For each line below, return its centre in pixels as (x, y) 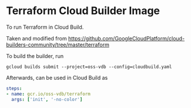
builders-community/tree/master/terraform (58, 45)
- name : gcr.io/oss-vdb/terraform (48, 94)
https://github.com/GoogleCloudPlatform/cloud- (126, 38)
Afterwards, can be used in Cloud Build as (57, 77)
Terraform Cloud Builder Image (83, 11)
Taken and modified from (36, 38)
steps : (14, 88)
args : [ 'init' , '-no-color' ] (47, 99)
